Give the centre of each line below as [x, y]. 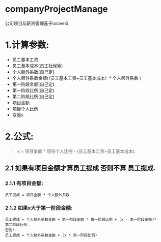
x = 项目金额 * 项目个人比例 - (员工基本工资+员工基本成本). [76, 151]
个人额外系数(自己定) [33, 72]
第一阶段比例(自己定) [33, 90]
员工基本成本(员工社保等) [38, 65]
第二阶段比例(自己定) [33, 96]
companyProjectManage [56, 9]
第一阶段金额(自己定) [33, 84]
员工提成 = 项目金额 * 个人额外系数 [37, 195]
